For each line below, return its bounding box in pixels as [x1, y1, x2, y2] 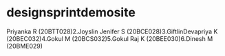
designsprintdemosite [6, 5, 136, 20]
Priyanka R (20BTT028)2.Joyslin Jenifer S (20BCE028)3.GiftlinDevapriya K [6, 27, 218, 36]
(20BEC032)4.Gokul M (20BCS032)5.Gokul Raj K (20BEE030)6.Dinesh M [6, 34, 213, 42]
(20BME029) [6, 42, 43, 50]
